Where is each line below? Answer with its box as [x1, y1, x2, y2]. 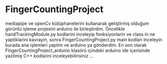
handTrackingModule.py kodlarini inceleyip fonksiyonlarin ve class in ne [5, 31, 155, 37]
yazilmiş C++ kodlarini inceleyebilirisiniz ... [5, 52, 94, 59]
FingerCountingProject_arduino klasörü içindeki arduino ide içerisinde [5, 47, 150, 53]
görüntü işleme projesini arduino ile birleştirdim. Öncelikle [5, 25, 125, 31]
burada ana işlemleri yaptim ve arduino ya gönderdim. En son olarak [5, 42, 147, 48]
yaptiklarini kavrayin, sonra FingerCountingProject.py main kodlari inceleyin [5, 37, 162, 43]
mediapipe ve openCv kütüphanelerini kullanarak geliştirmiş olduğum [5, 20, 149, 26]
